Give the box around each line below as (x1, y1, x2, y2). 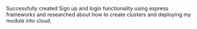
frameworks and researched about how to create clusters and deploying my (6, 11, 191, 18)
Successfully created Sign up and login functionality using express (6, 5, 169, 12)
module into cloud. (6, 17, 52, 24)
